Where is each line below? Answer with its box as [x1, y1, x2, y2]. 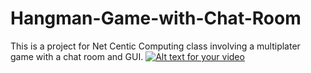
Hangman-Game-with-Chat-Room [10, 7, 302, 30]
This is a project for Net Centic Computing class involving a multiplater [10, 40, 301, 52]
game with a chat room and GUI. [10, 50, 144, 62]
